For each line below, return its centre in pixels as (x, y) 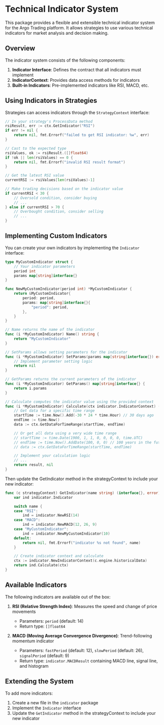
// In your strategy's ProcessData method (49, 121)
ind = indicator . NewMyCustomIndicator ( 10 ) (66, 534)
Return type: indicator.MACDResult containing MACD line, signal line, (89, 661)
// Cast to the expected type (36, 148)
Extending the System (40, 681)
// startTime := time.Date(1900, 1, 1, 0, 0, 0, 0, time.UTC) (78, 438)
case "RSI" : (26, 511)
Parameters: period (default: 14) (51, 621)
